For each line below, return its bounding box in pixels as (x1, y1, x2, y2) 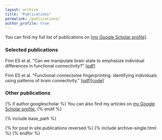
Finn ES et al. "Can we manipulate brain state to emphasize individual (5, 57, 144, 64)
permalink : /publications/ (5, 16, 60, 21)
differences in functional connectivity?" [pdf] (5, 63, 95, 69)
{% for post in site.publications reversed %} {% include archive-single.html (5, 125, 157, 131)
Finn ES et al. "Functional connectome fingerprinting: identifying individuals (5, 72, 157, 78)
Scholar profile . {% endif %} (5, 106, 62, 112)
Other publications (5, 90, 50, 96)
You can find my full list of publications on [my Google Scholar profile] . (5, 34, 148, 40)
